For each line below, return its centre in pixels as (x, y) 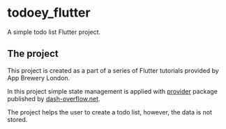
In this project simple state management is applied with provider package (113, 91)
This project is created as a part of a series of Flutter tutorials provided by (113, 70)
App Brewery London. (39, 78)
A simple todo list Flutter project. (54, 32)
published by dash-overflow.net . (54, 98)
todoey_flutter (49, 13)
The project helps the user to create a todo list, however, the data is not (110, 112)
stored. (17, 119)
